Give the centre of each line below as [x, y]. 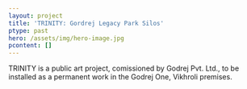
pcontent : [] [30, 46]
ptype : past [28, 30]
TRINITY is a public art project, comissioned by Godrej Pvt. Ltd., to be [124, 68]
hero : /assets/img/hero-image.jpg [67, 38]
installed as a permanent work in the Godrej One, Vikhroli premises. [120, 77]
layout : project [36, 16]
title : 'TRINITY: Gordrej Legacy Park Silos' [86, 23]
